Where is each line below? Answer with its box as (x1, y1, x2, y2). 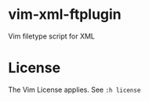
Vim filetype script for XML (8, 31, 96, 41)
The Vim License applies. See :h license (8, 85, 141, 94)
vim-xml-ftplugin (8, 5, 122, 24)
